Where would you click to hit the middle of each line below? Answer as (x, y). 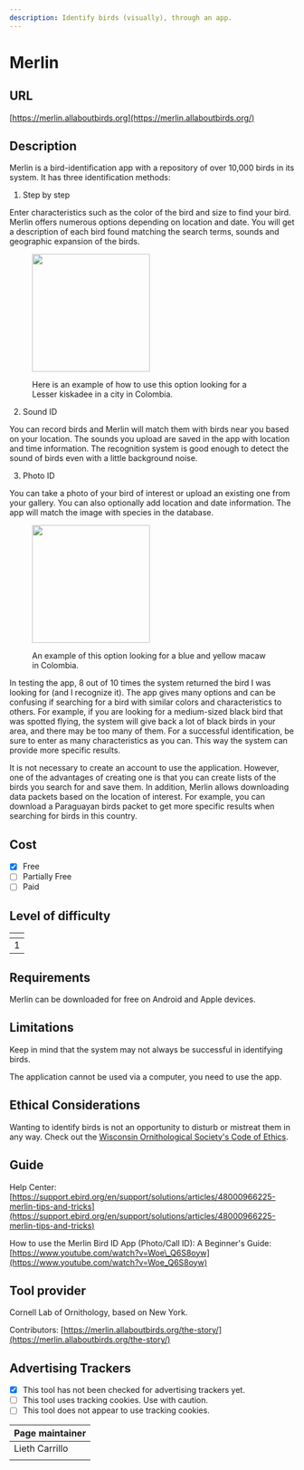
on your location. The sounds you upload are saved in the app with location (150, 439)
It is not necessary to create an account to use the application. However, (144, 768)
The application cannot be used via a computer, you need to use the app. (146, 1076)
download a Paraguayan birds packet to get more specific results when (142, 806)
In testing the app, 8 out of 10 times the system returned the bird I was (140, 683)
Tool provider (48, 1290)
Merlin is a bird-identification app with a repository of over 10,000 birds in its (152, 168)
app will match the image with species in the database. (112, 513)
